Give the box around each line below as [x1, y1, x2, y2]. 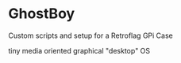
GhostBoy [8, 5, 75, 23]
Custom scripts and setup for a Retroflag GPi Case [8, 31, 173, 40]
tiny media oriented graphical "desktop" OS [8, 46, 151, 55]
